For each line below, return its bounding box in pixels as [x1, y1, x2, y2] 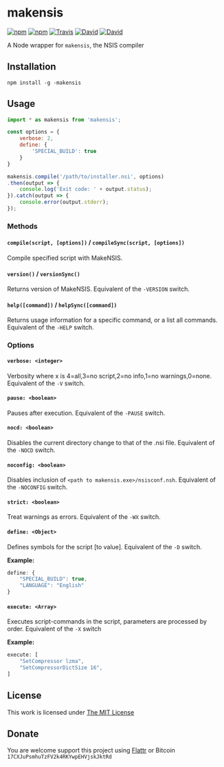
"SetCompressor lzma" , [19, 658, 85, 665]
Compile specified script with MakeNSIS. [7, 254, 123, 263]
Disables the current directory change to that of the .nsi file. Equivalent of [7, 439, 215, 447]
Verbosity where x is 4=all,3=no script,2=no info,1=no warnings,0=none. [7, 371, 212, 380]
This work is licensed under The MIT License [7, 708, 135, 716]
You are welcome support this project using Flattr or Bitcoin [7, 746, 175, 755]
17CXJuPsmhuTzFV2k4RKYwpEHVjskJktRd [7, 753, 112, 761]
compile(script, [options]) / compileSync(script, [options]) [7, 238, 185, 247]
